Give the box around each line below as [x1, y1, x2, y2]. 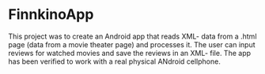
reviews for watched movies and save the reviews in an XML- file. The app [8, 48, 252, 57]
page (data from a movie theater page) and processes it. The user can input [8, 39, 256, 49]
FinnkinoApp [8, 6, 94, 24]
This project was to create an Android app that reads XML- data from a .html [8, 31, 257, 41]
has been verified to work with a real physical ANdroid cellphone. [8, 57, 221, 66]
